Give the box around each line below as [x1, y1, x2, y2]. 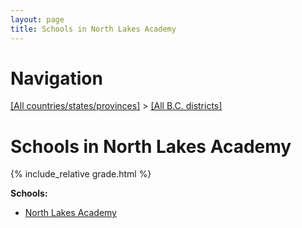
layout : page [10, 14, 65, 25]
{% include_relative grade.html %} [10, 168, 152, 180]
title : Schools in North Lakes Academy [10, 24, 177, 34]
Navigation [10, 67, 103, 90]
